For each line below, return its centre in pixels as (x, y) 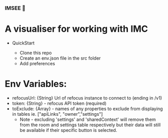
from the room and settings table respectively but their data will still (90, 125)
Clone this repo (36, 53)
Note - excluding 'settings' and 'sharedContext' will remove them (88, 119)
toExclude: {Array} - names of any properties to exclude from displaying (87, 109)
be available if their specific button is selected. (68, 130)
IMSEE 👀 (15, 8)
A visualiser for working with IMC (76, 29)
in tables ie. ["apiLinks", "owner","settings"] (57, 114)
